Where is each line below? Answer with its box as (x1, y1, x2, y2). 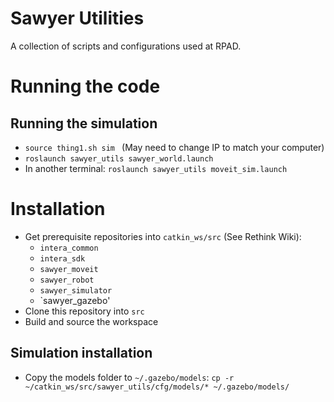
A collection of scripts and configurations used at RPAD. (10, 40, 242, 52)
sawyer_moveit (39, 264, 99, 274)
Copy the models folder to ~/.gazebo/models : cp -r (24, 371, 235, 383)
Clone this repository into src (24, 305, 145, 317)
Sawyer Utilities (10, 7, 145, 30)
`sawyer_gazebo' (39, 294, 111, 306)
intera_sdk (39, 253, 86, 264)
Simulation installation (10, 345, 153, 362)
